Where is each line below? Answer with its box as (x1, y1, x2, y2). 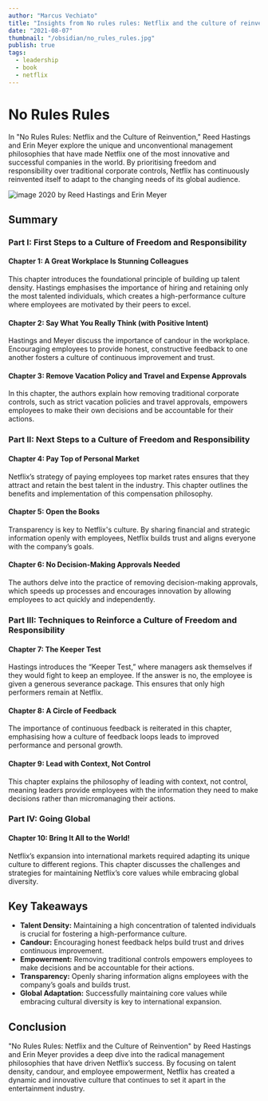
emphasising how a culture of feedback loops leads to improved (8, 732, 219, 742)
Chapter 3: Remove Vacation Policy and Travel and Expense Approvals (8, 370, 247, 380)
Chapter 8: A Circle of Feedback (8, 706, 117, 715)
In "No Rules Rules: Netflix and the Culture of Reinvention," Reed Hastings (8, 132, 251, 141)
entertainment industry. (8, 1083, 85, 1094)
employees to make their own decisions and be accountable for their (8, 406, 234, 415)
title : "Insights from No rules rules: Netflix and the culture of (8, 19, 238, 27)
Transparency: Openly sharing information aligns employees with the (19, 972, 249, 981)
